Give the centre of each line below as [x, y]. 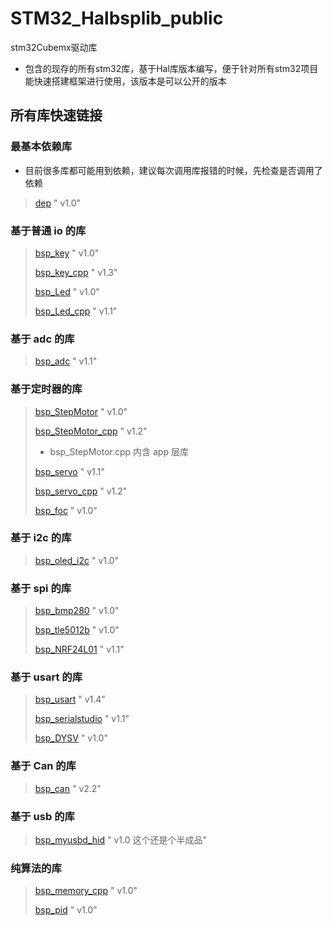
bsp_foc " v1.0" [66, 510]
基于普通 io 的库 [48, 230]
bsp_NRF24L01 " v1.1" [79, 649]
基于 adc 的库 [42, 339]
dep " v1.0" [58, 203]
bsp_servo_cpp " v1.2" [81, 491]
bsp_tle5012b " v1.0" [77, 630]
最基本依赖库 [41, 147]
